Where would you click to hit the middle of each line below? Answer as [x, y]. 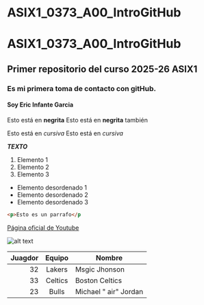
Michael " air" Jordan [109, 291]
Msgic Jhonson [100, 269]
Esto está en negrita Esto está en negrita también [78, 120]
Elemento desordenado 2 [53, 195]
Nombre [109, 258]
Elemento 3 [33, 174]
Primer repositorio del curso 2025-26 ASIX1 [102, 69]
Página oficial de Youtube [43, 228]
